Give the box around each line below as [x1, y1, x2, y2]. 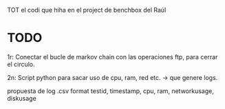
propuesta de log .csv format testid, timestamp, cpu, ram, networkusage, [7, 86, 215, 95]
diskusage [7, 94, 36, 102]
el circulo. [7, 60, 36, 68]
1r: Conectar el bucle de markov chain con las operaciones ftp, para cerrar [7, 52, 218, 61]
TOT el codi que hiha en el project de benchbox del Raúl [7, 6, 167, 14]
